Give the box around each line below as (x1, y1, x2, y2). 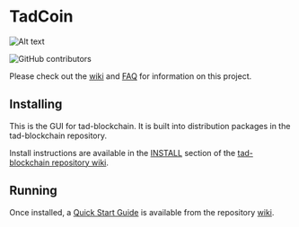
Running (9, 183, 58, 198)
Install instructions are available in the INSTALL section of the (9, 147, 236, 158)
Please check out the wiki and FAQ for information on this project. (9, 70, 252, 82)
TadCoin (9, 6, 74, 27)
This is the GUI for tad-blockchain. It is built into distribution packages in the (9, 120, 291, 131)
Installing (9, 97, 63, 112)
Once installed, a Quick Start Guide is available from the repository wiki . (9, 206, 275, 217)
